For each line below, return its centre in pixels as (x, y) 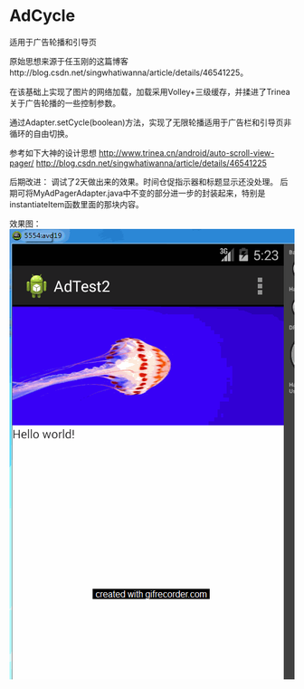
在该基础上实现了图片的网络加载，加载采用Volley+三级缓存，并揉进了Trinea (150, 91)
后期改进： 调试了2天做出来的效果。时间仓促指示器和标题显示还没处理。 (144, 181)
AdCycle (42, 16)
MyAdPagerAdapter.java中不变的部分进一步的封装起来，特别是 (149, 193)
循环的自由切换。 (41, 133)
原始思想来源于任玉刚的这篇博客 (69, 61)
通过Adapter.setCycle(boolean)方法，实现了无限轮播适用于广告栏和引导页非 (151, 122)
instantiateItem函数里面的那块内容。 (77, 204)
